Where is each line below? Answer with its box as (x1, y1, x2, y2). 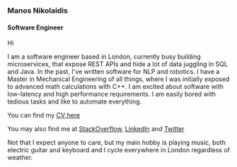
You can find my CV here (7, 111, 80, 120)
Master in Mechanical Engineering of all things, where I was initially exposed (7, 75, 230, 83)
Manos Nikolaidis (7, 6, 69, 16)
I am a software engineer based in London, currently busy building (7, 52, 202, 61)
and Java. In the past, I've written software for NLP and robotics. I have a (7, 68, 220, 76)
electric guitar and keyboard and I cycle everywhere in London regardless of (7, 146, 230, 154)
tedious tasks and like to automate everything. (7, 97, 142, 106)
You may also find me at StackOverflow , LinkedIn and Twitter (7, 125, 185, 133)
